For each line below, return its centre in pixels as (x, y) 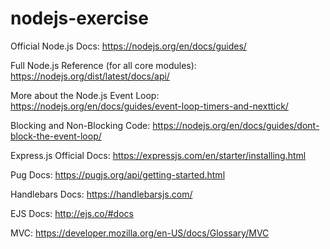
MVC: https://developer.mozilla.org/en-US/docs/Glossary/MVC (140, 233)
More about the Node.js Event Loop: (85, 95)
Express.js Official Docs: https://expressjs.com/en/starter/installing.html (158, 155)
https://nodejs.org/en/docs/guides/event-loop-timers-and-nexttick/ (149, 106)
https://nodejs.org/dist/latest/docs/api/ (90, 76)
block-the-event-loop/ (56, 136)
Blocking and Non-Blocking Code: (80, 125)
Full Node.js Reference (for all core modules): (103, 65)
